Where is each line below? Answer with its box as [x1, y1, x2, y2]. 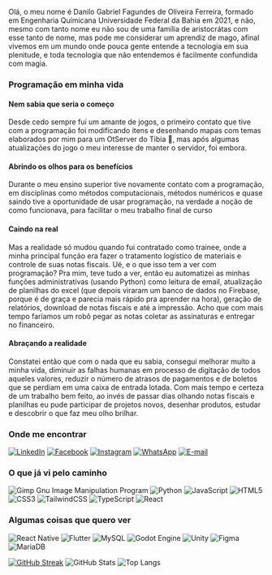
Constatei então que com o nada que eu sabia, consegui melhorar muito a [8, 357, 256, 366]
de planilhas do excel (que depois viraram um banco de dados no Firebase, [8, 285, 261, 295]
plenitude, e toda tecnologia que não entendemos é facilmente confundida [8, 50, 258, 59]
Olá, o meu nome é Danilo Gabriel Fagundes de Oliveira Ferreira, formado [8, 7, 254, 16]
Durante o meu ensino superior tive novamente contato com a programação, [8, 179, 265, 189]
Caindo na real [8, 223, 58, 234]
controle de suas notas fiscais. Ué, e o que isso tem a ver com [8, 259, 217, 269]
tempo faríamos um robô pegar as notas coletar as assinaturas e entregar [8, 311, 255, 321]
